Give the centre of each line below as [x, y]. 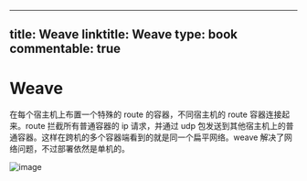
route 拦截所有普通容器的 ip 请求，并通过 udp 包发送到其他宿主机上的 [155, 126]
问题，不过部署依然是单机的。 [73, 149]
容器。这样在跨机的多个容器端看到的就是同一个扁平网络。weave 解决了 [151, 137]
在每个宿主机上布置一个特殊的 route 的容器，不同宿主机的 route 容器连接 [146, 114]
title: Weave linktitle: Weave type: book [123, 34]
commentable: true [65, 49]
